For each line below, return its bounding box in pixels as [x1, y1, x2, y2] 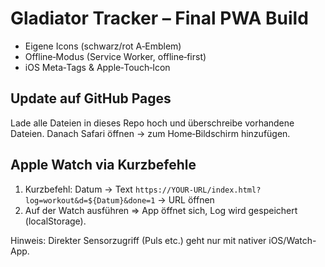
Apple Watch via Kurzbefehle [10, 157, 197, 174]
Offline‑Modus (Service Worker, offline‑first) [24, 50, 207, 62]
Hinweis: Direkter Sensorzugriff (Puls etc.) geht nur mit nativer [10, 234, 267, 246]
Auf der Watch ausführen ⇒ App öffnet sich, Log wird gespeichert [24, 204, 298, 216]
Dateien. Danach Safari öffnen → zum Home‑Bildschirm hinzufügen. [10, 127, 291, 139]
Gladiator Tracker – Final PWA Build [10, 7, 309, 30]
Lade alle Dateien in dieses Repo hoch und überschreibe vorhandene [10, 117, 295, 129]
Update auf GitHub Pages [10, 90, 172, 107]
